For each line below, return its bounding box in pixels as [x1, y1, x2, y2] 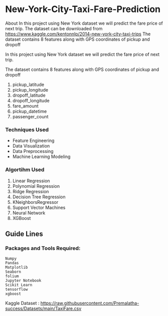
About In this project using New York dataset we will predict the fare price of [5, 20, 163, 26]
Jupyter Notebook [5, 278, 42, 283]
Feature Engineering [12, 137, 55, 144]
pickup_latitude [12, 82, 44, 88]
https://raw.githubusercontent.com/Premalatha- [40, 300, 139, 306]
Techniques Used [5, 126, 49, 133]
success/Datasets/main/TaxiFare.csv [5, 305, 82, 311]
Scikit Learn [5, 283, 33, 288]
